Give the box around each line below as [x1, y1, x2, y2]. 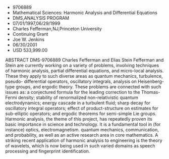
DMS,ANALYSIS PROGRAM [12, 15, 70, 21]
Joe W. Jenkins [12, 36, 44, 42]
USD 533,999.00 [12, 47, 48, 53]
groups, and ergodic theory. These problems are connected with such [16, 84, 161, 90]
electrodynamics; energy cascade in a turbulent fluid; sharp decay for [5, 100, 150, 105]
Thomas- [141, 89, 160, 95]
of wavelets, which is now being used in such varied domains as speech [5, 143, 155, 148]
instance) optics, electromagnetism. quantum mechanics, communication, [5, 127, 159, 133]
